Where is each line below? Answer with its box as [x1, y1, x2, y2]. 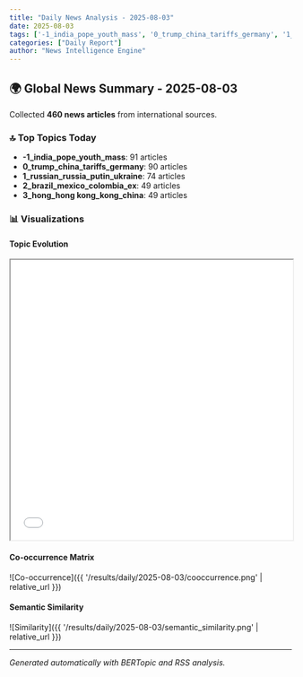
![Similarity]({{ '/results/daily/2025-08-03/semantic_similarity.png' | [9, 621, 259, 632]
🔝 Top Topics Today [9, 131, 97, 143]
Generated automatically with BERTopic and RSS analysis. [9, 656, 226, 668]
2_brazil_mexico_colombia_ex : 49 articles [22, 180, 181, 191]
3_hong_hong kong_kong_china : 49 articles [22, 190, 188, 201]
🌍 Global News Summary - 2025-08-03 [9, 81, 238, 96]
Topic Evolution [9, 239, 69, 249]
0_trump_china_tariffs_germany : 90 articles [22, 161, 188, 172]
